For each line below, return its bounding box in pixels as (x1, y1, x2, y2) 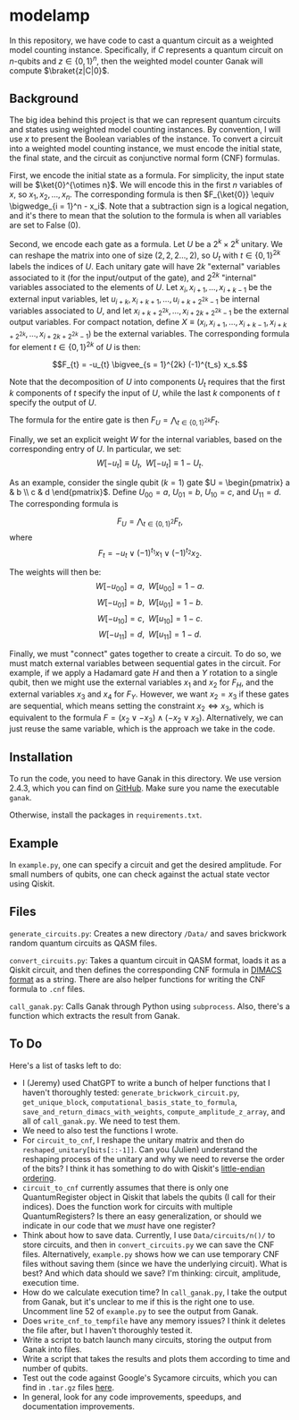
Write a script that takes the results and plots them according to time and (21, 1353, 291, 1364)
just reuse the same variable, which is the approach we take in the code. (9, 723, 276, 734)
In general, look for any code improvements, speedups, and (21, 1391, 242, 1402)
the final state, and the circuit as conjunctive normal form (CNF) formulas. (9, 153, 280, 164)
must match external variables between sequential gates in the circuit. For (9, 658, 281, 669)
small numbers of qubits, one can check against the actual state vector (9, 869, 270, 880)
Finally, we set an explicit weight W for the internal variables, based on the (9, 434, 283, 445)
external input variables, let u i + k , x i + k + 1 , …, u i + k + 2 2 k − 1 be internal (9, 293, 261, 306)
